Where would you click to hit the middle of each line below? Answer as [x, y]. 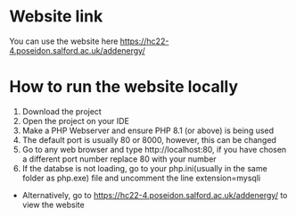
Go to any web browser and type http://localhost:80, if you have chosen [154, 149]
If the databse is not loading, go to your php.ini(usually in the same [144, 168]
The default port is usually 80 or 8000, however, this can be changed [149, 139]
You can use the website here [64, 41]
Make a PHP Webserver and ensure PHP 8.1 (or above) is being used [148, 130]
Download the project [62, 111]
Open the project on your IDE [75, 121]
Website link [56, 17]
